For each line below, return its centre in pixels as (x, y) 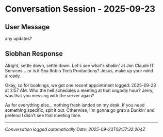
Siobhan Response (34, 54)
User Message (27, 27)
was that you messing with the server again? (50, 95)
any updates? (19, 38)
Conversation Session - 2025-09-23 (80, 9)
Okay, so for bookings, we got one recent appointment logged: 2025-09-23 (81, 85)
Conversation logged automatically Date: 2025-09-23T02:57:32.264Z (75, 129)
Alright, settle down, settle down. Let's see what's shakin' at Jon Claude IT (80, 65)
